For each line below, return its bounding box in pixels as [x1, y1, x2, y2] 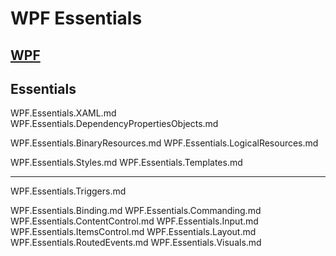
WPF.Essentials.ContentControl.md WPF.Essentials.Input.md [10, 215, 259, 227]
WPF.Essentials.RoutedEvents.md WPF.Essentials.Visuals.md [10, 237, 262, 249]
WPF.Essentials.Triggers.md [10, 185, 127, 197]
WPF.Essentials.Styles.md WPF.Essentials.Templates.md [10, 157, 243, 169]
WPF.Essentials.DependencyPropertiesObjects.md [10, 118, 219, 130]
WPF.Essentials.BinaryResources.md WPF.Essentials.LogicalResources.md [10, 137, 319, 149]
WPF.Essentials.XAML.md [10, 107, 117, 119]
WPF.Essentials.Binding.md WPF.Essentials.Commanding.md [10, 205, 262, 217]
